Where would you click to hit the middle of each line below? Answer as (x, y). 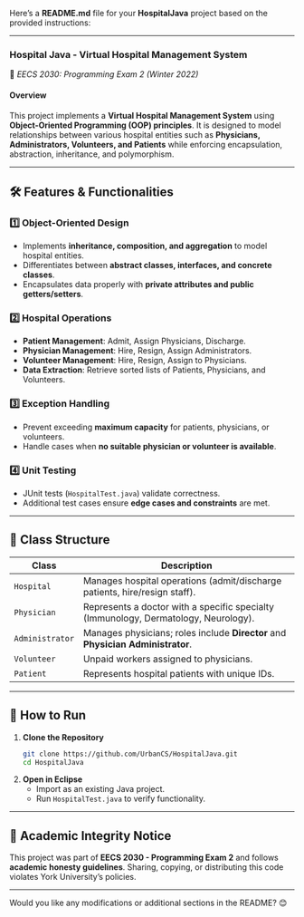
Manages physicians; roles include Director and (185, 632)
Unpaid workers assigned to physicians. (168, 659)
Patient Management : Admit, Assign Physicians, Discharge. (134, 341)
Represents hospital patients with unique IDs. (179, 673)
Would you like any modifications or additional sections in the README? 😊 (148, 903)
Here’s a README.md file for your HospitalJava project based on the (139, 13)
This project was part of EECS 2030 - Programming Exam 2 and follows (144, 858)
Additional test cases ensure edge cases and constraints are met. (146, 503)
